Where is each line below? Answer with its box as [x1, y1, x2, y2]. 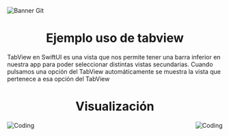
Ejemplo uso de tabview [45, 31, 184, 46]
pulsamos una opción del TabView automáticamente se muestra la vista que [7, 67, 221, 75]
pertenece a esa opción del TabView [7, 74, 110, 83]
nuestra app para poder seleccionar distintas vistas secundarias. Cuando [7, 60, 213, 68]
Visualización [75, 99, 154, 114]
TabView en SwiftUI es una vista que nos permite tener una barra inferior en [7, 53, 221, 61]
